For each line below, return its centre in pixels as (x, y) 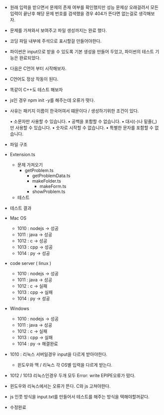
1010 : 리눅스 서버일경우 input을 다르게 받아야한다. (59, 354)
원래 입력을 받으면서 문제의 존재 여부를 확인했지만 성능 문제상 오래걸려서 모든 (84, 7)
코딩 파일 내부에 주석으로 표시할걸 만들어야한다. (56, 41)
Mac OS (18, 218)
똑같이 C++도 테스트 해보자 (36, 90)
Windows (19, 309)
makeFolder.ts (46, 181)
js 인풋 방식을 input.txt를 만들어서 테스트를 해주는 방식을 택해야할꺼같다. (80, 397)
